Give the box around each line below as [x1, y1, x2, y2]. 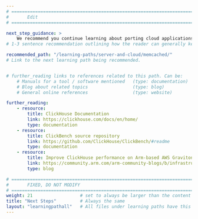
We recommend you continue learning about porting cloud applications [16, 36, 194, 42]
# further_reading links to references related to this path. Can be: [6, 73, 183, 79]
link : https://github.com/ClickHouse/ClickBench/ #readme [27, 138, 170, 144]
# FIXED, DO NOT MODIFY [6, 182, 81, 188]
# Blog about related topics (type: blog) [16, 84, 165, 90]
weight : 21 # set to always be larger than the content [6, 193, 192, 199]
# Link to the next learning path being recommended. [6, 57, 141, 63]
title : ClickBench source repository [27, 133, 120, 139]
